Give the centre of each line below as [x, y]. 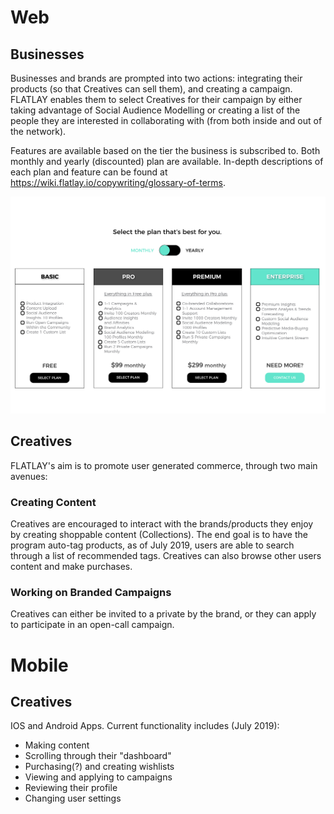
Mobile [39, 665]
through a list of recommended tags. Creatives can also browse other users [166, 556]
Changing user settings [73, 798]
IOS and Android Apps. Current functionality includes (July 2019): [145, 726]
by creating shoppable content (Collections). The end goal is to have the [159, 535]
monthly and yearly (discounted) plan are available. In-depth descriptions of [167, 161]
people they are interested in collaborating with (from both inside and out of [166, 120]
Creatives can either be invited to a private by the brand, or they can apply [163, 614]
